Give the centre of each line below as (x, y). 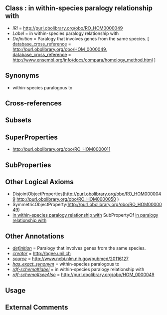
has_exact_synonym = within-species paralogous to (66, 264)
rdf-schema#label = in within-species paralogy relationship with (78, 270)
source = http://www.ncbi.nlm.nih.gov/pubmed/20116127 (70, 259)
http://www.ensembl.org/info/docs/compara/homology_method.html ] (84, 60)
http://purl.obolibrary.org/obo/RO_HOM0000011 (61, 149)
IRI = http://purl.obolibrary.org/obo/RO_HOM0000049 (68, 28)
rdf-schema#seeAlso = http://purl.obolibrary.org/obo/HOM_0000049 (83, 275)
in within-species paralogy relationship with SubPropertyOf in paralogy (85, 215)
